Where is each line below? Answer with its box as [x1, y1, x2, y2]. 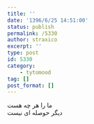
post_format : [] [7, 82, 54, 89]
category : [7, 62, 36, 69]
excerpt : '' [7, 43, 42, 50]
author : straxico [7, 36, 58, 43]
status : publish [7, 23, 54, 30]
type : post [7, 50, 39, 57]
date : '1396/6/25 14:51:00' [7, 17, 89, 24]
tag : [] [7, 75, 30, 83]
